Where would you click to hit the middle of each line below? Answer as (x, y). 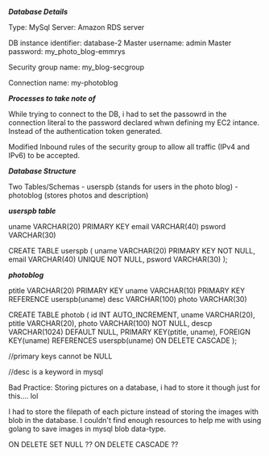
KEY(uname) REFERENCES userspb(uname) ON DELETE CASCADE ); (123, 341)
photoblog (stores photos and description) (79, 195)
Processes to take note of (52, 98)
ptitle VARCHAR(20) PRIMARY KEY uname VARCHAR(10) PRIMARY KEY (127, 291)
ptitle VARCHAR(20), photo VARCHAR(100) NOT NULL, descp (110, 323)
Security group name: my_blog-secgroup (77, 67)
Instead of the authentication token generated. (85, 131)
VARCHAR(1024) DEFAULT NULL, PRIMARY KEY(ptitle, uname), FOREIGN (130, 332)
